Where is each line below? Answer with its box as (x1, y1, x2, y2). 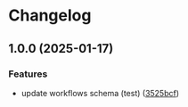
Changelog (8, 5, 92, 26)
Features (8, 68, 48, 80)
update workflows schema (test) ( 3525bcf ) (20, 87, 180, 98)
